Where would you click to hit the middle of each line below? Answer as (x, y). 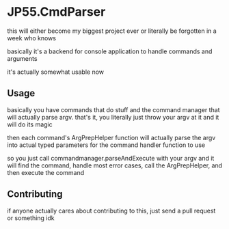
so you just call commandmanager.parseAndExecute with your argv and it (111, 158)
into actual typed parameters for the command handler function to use (106, 145)
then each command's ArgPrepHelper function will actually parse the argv (111, 137)
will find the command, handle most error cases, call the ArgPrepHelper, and (115, 165)
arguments (22, 58)
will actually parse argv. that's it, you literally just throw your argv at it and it (113, 117)
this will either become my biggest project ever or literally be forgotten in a (112, 31)
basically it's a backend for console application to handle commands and (110, 51)
